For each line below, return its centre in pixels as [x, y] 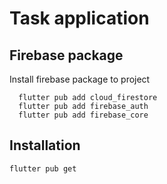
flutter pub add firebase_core [83, 115]
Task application [79, 18]
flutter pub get [43, 168]
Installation [45, 145]
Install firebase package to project [80, 79]
